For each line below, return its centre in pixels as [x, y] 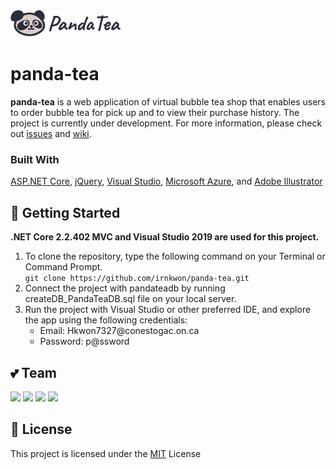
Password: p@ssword [84, 341]
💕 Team [34, 372]
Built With [35, 159]
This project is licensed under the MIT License [106, 453]
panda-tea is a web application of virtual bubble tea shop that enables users [168, 102]
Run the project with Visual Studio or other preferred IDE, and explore [168, 310]
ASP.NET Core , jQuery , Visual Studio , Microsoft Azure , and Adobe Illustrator [166, 181]
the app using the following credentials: [106, 320]
